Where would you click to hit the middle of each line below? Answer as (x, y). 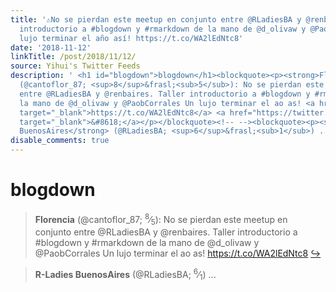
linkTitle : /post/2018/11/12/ (73, 57)
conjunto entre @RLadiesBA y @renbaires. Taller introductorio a (166, 232)
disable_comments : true (60, 141)
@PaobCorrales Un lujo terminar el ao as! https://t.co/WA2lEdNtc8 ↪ (178, 253)
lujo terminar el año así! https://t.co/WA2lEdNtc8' (131, 38)
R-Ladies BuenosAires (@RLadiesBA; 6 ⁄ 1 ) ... (125, 275)
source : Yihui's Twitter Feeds (75, 66)
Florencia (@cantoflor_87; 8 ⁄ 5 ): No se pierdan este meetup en (161, 219)
